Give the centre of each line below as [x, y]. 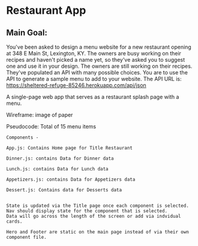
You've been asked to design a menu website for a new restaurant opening [99, 47]
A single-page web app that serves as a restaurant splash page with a [93, 97]
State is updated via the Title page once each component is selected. [97, 206]
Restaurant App [46, 10]
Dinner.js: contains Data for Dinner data [60, 158]
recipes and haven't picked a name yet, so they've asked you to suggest [96, 60]
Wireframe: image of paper [40, 115]
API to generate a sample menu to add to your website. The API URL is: [94, 79]
